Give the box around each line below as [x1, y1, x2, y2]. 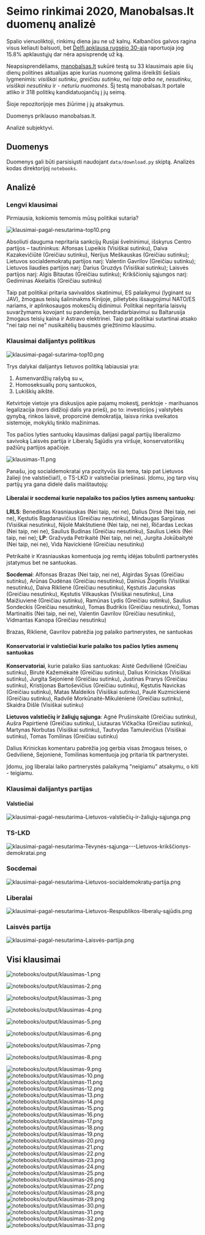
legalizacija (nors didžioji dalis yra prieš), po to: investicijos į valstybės [6, 406, 184, 413]
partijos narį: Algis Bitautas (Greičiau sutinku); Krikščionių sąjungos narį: [6, 271, 188, 278]
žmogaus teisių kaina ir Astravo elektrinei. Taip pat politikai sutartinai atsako [6, 315, 197, 323]
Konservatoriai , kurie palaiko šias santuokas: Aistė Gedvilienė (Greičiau [6, 662, 188, 670]
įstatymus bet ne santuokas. [6, 559, 78, 566]
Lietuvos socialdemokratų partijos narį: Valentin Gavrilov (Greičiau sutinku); [6, 258, 196, 265]
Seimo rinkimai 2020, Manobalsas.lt [6, 4, 194, 18]
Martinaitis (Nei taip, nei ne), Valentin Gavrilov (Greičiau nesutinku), [6, 610, 176, 617]
